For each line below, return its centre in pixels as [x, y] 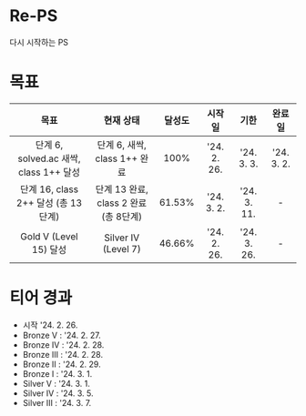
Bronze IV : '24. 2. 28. [63, 345]
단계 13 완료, [122, 189]
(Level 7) [122, 249]
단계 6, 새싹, [122, 145]
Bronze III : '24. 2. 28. [62, 354]
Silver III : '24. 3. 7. [57, 402]
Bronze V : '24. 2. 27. [62, 335]
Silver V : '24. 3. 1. [56, 383]
